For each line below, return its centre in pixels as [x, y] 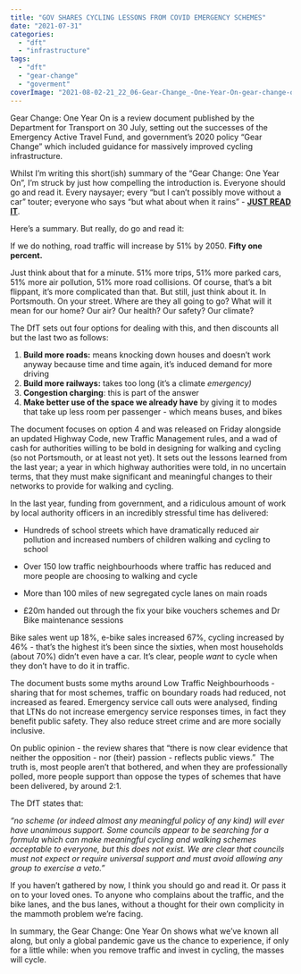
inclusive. [28, 730]
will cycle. [29, 959]
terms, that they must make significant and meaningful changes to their [142, 476]
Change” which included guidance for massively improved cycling [132, 146]
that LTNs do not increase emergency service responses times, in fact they [148, 711]
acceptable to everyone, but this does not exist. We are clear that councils [147, 849]
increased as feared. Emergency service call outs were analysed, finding [144, 701]
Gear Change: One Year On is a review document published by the [133, 118]
